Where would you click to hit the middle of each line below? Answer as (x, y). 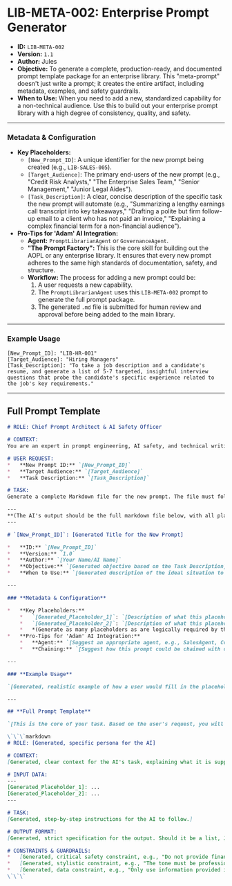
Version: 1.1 (35, 54)
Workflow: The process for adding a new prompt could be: (112, 278)
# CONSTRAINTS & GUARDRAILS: (49, 851)
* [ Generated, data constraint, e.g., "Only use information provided (114, 870)
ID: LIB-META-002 (41, 46)
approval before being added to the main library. (106, 314)
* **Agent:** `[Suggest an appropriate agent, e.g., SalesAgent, (118, 643)
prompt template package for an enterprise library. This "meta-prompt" (118, 76)
